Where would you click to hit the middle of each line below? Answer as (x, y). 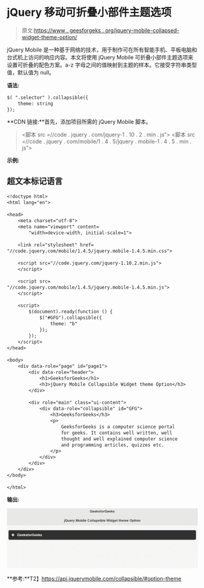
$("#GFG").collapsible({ (71, 318)
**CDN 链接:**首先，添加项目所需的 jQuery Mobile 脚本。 (79, 121)
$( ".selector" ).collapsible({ (48, 98)
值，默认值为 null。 (31, 72)
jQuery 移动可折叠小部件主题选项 (89, 12)
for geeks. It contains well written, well (117, 433)
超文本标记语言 (35, 182)
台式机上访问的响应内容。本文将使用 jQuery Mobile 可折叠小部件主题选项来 (100, 57)
